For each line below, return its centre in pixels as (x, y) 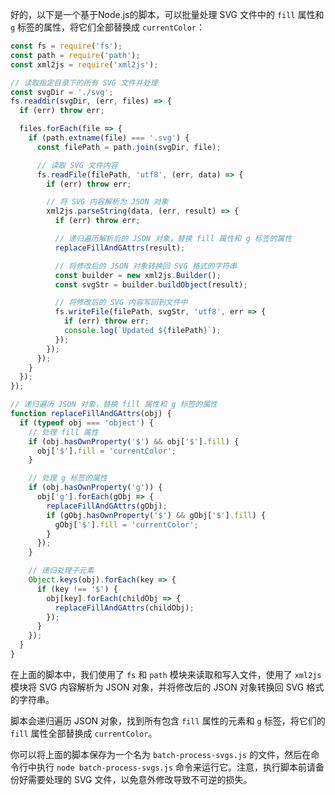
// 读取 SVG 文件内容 (77, 165)
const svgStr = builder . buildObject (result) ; (151, 284)
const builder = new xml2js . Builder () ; (138, 275)
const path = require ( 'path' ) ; (75, 55)
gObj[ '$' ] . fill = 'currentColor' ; (126, 524)
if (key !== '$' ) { (77, 589)
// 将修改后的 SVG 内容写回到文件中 (121, 303)
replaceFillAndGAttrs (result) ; (120, 248)
